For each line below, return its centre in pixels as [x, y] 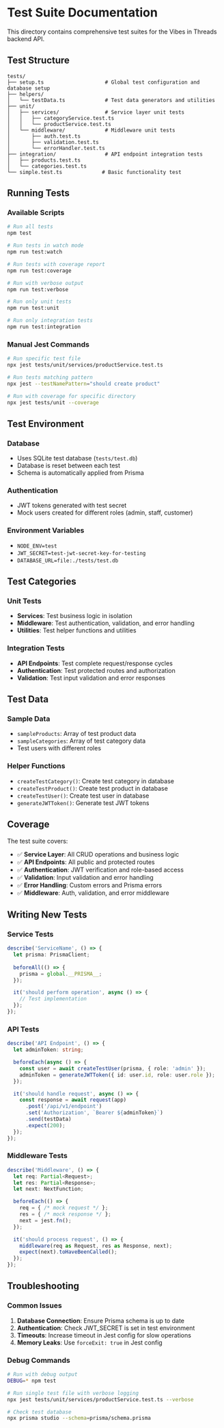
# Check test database [39, 1412]
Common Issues [35, 1305]
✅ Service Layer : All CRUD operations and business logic [98, 854]
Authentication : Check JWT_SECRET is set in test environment [106, 1328]
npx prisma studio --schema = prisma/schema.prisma [79, 1418]
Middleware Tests [38, 1156]
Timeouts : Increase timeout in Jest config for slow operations [104, 1335]
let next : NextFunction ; [48, 1189]
